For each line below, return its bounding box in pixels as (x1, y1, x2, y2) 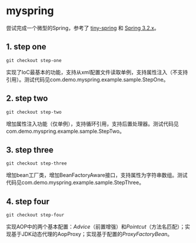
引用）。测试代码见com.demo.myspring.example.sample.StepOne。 (6, 75, 169, 83)
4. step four (6, 196, 50, 206)
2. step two (6, 93, 48, 104)
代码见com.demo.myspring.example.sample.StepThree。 (6, 179, 144, 186)
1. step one (6, 42, 46, 52)
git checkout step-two (6, 109, 62, 115)
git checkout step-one (6, 57, 62, 63)
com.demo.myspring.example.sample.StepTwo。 (6, 127, 125, 134)
